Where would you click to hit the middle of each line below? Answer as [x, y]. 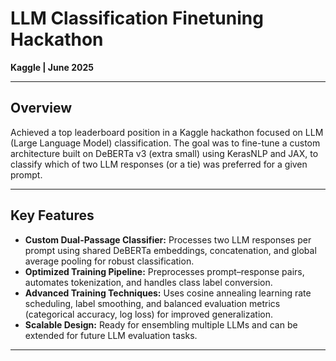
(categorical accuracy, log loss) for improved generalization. [148, 314]
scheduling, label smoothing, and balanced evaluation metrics [152, 303]
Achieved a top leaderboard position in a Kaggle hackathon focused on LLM [167, 132]
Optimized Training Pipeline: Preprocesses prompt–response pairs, [164, 271]
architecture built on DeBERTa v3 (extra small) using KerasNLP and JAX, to [164, 153]
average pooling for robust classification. [109, 261]
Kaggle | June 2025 [52, 67]
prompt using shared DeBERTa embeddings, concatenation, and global [170, 250]
